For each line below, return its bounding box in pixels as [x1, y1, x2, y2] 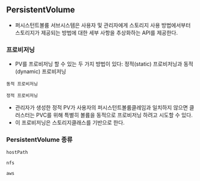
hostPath [6, 150, 28, 156]
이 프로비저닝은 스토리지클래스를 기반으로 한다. [14, 119, 125, 126]
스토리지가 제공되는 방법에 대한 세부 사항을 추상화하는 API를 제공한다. [14, 29, 178, 36]
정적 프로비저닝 [6, 93, 38, 99]
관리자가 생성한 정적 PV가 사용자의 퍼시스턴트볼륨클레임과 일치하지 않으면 [14, 104, 189, 111]
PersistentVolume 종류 [6, 135, 73, 144]
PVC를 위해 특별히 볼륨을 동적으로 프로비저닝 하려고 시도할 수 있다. [36, 111, 193, 119]
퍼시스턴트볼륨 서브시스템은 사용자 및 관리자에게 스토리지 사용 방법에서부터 [14, 21, 191, 29]
